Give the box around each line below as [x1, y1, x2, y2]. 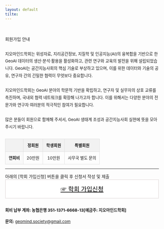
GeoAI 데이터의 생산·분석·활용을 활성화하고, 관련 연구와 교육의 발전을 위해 [5, 58, 138, 64]
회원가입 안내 [5, 36, 30, 42]
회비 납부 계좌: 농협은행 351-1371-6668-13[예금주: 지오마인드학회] [5, 207, 127, 213]
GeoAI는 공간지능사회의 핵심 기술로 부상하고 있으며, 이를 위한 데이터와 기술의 [15, 65, 154, 71]
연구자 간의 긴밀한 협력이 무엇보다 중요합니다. [11, 73, 93, 79]
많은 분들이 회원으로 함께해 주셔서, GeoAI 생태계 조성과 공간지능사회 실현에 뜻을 [5, 117, 149, 122]
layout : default [5, 7, 38, 12]
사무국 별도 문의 [67, 155, 97, 161]
